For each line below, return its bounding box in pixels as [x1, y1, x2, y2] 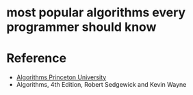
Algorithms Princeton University [16, 73, 107, 81]
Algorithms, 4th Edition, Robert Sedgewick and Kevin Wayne [16, 81, 187, 89]
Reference [6, 51, 66, 66]
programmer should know [6, 19, 157, 35]
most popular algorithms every [6, 5, 186, 21]
